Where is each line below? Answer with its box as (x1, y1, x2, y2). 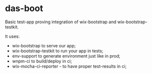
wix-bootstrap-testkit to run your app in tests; (12, 48, 103, 54)
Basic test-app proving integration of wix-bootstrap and (5, 19, 117, 25)
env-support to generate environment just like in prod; (12, 53, 120, 59)
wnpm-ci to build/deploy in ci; (12, 58, 72, 64)
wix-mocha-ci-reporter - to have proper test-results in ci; (12, 63, 127, 69)
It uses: (5, 33, 20, 39)
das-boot (5, 3, 43, 14)
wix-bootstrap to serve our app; (12, 43, 76, 48)
